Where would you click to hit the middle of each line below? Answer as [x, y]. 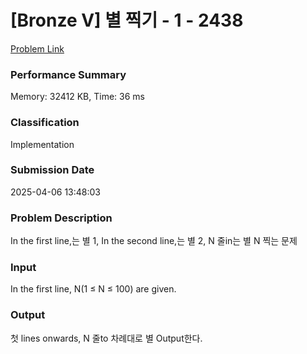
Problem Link [37, 48]
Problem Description [61, 218]
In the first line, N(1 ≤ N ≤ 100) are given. [93, 289]
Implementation [42, 144]
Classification [45, 123]
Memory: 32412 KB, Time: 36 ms [77, 97]
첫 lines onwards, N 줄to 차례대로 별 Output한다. [106, 338]
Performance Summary [68, 74]
